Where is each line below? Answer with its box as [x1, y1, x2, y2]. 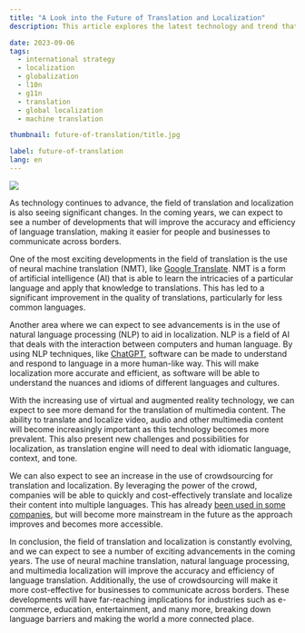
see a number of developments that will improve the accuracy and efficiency [9, 216, 296, 227]
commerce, [9, 603, 53, 614]
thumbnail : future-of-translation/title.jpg [9, 131, 181, 140]
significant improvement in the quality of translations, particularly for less [9, 292, 283, 302]
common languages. [9, 302, 86, 312]
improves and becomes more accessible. [9, 519, 163, 529]
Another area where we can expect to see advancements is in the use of [9, 319, 280, 330]
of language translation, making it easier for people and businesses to [9, 226, 271, 237]
